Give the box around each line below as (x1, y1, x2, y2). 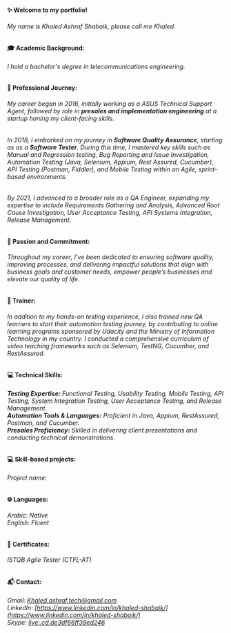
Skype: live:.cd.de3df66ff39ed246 (7, 618, 106, 626)
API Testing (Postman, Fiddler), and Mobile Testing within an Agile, (7, 165, 197, 173)
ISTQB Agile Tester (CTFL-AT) (7, 556, 92, 564)
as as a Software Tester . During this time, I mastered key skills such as (7, 143, 210, 151)
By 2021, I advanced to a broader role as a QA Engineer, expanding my (7, 193, 210, 202)
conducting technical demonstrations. (7, 433, 116, 442)
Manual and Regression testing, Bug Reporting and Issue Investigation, (7, 150, 210, 158)
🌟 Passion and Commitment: (7, 237, 90, 245)
